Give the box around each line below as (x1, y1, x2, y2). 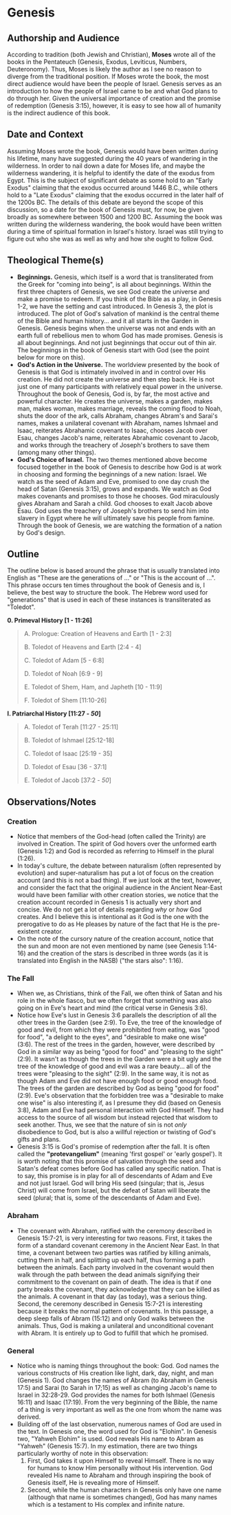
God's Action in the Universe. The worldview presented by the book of (16, 360, 220, 368)
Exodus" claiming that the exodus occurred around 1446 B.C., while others (7, 184, 218, 192)
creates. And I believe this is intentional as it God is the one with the (16, 913, 209, 921)
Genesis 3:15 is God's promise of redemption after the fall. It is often (16, 1142, 210, 1151)
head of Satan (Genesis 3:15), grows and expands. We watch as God (16, 485, 212, 493)
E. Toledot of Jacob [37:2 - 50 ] (23, 776, 112, 784)
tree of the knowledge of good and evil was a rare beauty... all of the (16, 1062, 212, 1070)
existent (16, 927, 40, 936)
